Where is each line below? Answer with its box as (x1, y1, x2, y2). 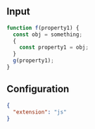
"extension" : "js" (13, 109, 68, 116)
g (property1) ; (13, 57, 54, 64)
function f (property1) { (6, 24, 80, 31)
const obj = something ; (13, 31, 82, 38)
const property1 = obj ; (19, 44, 89, 51)
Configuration (6, 83, 70, 95)
